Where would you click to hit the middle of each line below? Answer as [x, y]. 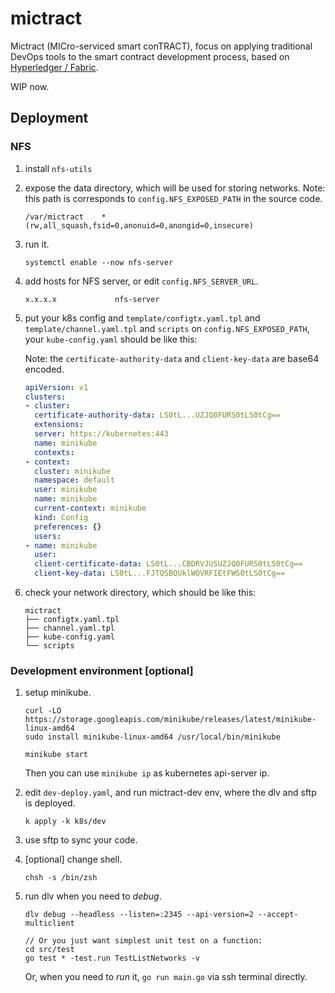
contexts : [54, 452]
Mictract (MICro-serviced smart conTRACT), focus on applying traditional [161, 46]
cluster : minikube [72, 471]
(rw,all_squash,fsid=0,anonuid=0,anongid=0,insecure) [139, 225]
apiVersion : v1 [56, 387]
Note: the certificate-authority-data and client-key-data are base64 [172, 358]
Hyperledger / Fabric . [54, 67]
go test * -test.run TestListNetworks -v [112, 958]
